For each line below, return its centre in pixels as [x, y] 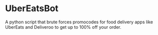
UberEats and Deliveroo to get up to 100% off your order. [63, 27]
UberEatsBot [32, 9]
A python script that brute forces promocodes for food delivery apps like [79, 22]
